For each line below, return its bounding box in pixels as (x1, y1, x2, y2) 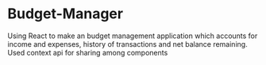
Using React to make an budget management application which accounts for (7, 31, 258, 40)
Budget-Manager (7, 5, 124, 23)
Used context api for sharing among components (7, 48, 168, 57)
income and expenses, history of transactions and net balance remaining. (7, 39, 248, 48)
